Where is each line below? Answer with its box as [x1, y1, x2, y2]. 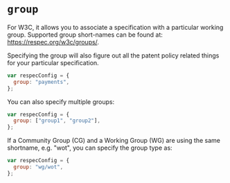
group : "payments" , [13, 78, 70, 85]
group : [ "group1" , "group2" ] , [13, 117, 100, 124]
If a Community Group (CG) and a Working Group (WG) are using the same [7, 137, 220, 145]
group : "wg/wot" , [13, 164, 64, 171]
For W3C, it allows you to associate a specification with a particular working [7, 23, 224, 31]
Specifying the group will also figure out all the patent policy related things [7, 51, 220, 60]
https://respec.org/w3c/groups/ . [7, 37, 99, 46]
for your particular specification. [7, 58, 99, 67]
